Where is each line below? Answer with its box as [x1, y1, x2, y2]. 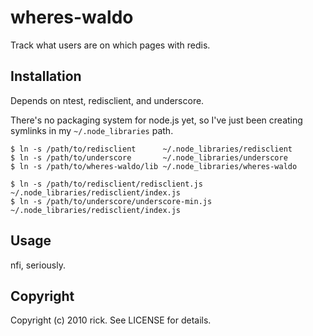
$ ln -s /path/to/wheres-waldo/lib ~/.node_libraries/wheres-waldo [10, 161, 298, 171]
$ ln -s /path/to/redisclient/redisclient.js [10, 179, 203, 189]
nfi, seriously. [10, 259, 66, 271]
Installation [10, 68, 82, 85]
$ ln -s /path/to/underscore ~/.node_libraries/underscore [10, 152, 288, 163]
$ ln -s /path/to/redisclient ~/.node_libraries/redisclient [10, 144, 293, 154]
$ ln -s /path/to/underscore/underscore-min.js [10, 196, 213, 206]
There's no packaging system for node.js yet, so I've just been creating [10, 114, 303, 126]
